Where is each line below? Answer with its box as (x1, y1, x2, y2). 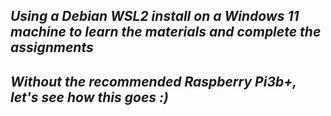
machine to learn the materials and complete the (10, 24, 322, 41)
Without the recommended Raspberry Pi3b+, (10, 73, 297, 90)
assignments (10, 39, 94, 56)
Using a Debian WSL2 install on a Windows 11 (10, 8, 300, 25)
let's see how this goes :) (10, 89, 169, 106)
